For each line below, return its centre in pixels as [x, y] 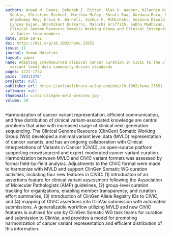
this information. [22, 229]
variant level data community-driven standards [61, 67]
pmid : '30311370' [24, 77]
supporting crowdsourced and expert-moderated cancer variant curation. [82, 153]
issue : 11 [16, 48]
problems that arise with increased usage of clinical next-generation [77, 126]
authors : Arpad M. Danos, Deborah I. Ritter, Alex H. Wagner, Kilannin [83, 10]
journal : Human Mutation [32, 53]
